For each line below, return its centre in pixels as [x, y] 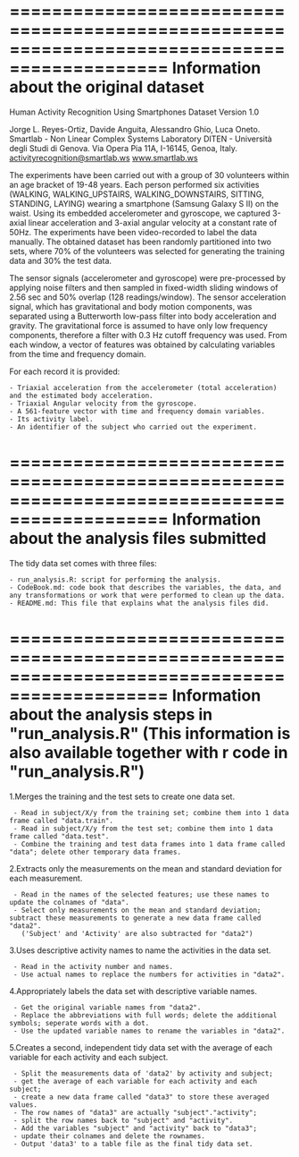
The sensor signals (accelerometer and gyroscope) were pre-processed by [148, 277]
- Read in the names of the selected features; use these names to [141, 894]
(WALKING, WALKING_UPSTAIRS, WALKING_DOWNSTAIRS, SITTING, [137, 194]
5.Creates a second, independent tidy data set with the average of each [141, 1047]
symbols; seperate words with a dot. [79, 1023]
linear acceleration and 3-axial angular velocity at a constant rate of [153, 222]
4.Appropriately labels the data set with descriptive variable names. [133, 991]
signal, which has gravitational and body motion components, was [131, 306]
